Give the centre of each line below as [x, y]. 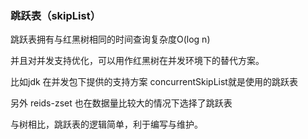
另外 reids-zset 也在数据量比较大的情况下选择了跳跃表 [121, 103]
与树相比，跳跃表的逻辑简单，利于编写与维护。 [106, 124]
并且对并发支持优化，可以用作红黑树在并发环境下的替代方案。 [137, 61]
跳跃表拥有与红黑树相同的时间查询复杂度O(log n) [110, 39]
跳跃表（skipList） [56, 15]
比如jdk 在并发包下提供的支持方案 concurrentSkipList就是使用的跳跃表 [154, 82]
